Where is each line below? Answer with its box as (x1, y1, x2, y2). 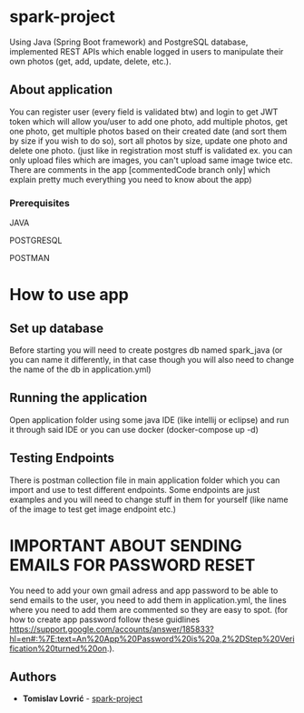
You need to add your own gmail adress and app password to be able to (9, 585, 279, 596)
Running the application (9, 390, 148, 406)
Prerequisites (9, 196, 70, 209)
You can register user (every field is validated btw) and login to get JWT (9, 106, 279, 117)
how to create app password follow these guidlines (9, 614, 201, 625)
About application (9, 82, 113, 97)
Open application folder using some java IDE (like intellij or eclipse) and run (9, 414, 289, 425)
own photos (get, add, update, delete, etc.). (9, 55, 172, 66)
